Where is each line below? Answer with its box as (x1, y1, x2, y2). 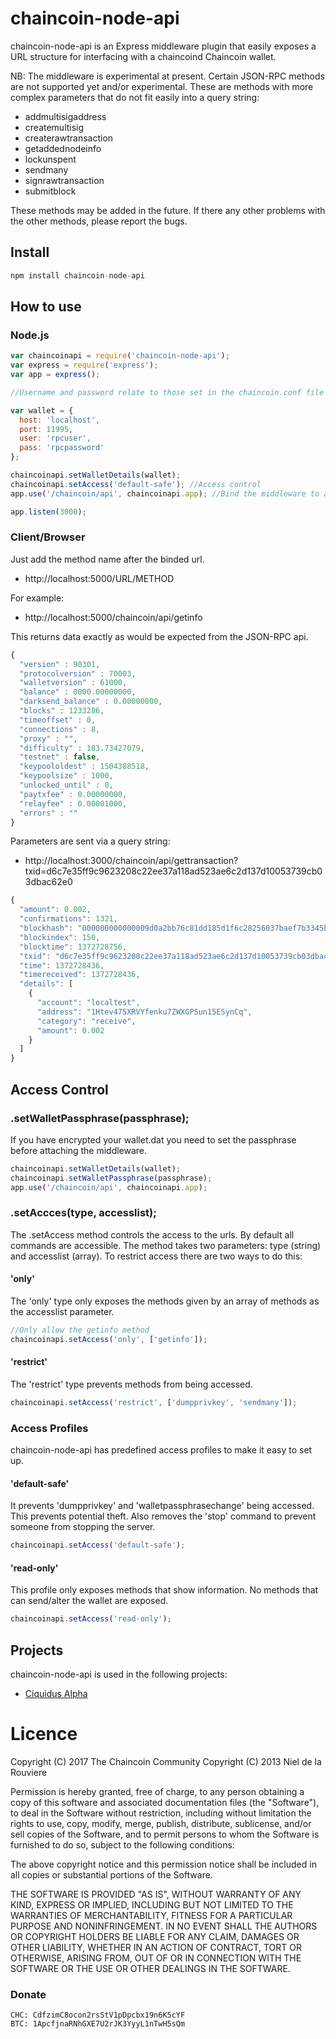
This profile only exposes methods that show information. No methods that (10, 1584, 319, 1596)
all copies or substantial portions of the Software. (10, 1869, 213, 1881)
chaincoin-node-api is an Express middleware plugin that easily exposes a (10, 40, 317, 52)
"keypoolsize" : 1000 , (19, 771, 114, 781)
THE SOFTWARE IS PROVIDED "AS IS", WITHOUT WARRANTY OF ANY (10, 1888, 302, 1901)
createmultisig (24, 121, 85, 133)
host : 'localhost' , (19, 415, 101, 425)
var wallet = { (10, 405, 74, 416)
